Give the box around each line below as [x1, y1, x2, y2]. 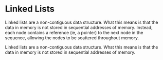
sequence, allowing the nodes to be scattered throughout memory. [5, 35, 139, 41]
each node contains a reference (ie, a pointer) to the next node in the [5, 30, 144, 35]
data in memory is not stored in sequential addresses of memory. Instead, [5, 24, 153, 30]
